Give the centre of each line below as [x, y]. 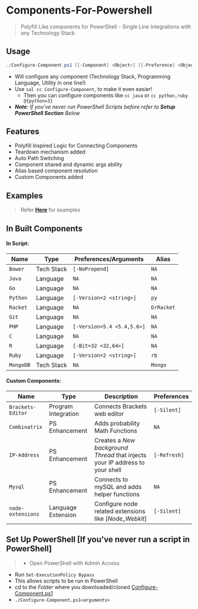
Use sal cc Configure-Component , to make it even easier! [83, 89]
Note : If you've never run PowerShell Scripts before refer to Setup [95, 106]
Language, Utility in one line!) [50, 83]
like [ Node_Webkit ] [121, 519]
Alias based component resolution [56, 171]
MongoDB [20, 365]
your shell [108, 470]
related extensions [120, 512]
